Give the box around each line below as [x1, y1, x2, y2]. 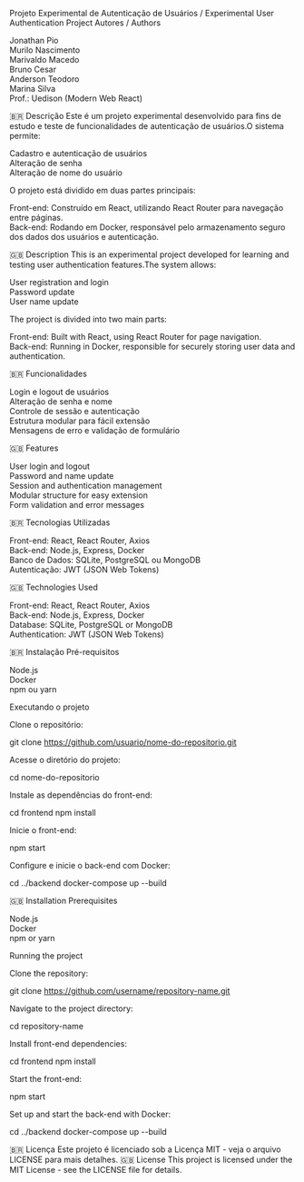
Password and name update [9, 471, 114, 481]
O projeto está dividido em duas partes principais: [9, 185, 196, 195]
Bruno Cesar [9, 64, 57, 74]
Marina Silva [9, 84, 56, 94]
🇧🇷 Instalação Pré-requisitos [9, 647, 120, 657]
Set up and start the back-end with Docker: [9, 1108, 171, 1119]
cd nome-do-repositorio [9, 772, 100, 782]
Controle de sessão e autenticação [9, 406, 141, 416]
